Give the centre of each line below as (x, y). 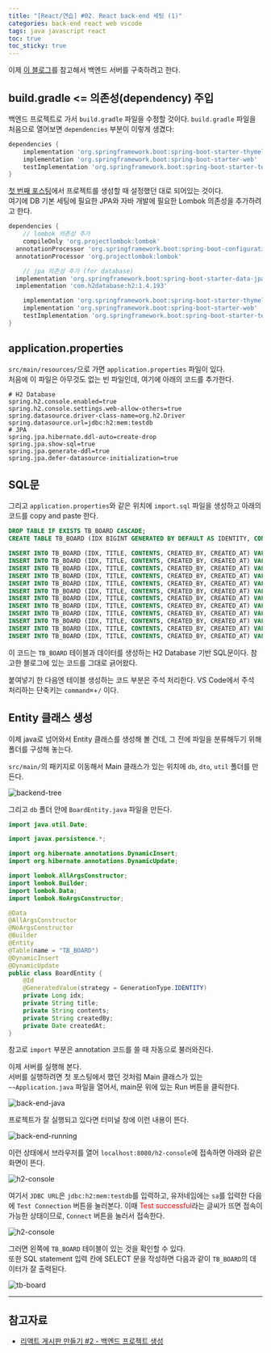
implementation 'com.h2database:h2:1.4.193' (92, 286)
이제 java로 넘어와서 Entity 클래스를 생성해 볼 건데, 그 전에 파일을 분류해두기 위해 (135, 739)
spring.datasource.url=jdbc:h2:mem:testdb (81, 423)
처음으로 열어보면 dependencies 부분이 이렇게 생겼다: (92, 129)
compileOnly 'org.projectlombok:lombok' (92, 242)
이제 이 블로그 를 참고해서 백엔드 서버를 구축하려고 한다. (94, 70)
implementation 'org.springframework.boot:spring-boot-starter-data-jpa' (142, 279)
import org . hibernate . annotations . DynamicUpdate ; (94, 861)
